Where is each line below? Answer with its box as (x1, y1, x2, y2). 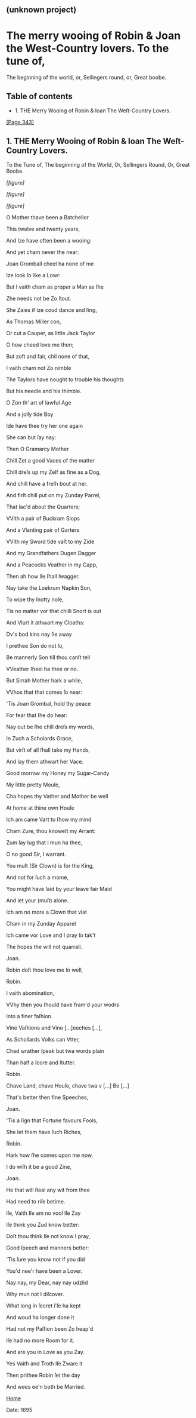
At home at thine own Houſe (6, 804, 74, 811)
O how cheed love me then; (6, 341, 74, 348)
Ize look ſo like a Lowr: (6, 271, 61, 278)
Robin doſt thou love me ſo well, (6, 966, 83, 973)
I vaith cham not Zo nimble (6, 364, 71, 371)
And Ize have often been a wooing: (6, 237, 92, 244)
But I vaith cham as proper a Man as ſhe (6, 283, 104, 290)
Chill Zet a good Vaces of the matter (6, 457, 95, 464)
